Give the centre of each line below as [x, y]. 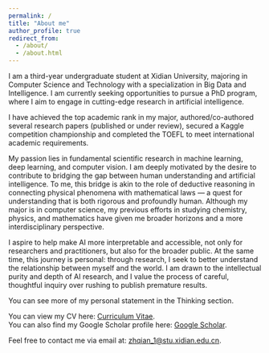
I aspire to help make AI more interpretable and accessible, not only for [126, 242]
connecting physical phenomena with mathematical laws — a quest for [125, 193]
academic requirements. [49, 143]
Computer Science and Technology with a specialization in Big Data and [127, 84]
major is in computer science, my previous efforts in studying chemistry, [128, 209]
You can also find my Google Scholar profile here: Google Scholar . [118, 325]
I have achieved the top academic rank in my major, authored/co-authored [131, 117]
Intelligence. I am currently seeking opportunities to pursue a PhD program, [133, 93]
